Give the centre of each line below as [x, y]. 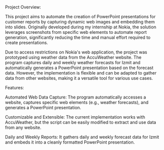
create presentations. [26, 43]
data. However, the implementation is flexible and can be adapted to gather [81, 73]
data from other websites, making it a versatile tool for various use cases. [79, 78]
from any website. [23, 127]
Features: [15, 87]
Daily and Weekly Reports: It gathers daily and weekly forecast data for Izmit [82, 137]
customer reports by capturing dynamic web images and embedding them [80, 22]
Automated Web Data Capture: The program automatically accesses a [76, 97]
